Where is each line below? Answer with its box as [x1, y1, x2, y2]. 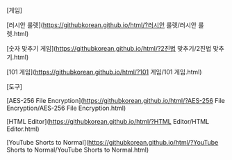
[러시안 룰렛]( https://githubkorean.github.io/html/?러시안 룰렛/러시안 [6, 21, 197, 29]
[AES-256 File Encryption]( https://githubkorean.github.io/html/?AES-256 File [6, 97, 225, 104]
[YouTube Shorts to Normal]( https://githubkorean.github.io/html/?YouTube [6, 138, 219, 146]
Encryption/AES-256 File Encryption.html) [6, 104, 126, 112]
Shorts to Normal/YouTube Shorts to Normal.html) [6, 145, 149, 154]
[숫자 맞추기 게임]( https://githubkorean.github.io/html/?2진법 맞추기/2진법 [6, 45, 212, 52]
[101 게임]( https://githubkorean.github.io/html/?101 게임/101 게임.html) [6, 68, 202, 76]
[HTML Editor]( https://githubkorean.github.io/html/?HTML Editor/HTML [6, 118, 210, 125]
